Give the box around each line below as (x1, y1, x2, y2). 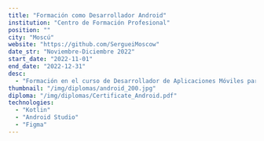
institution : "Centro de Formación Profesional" (8, 19, 170, 27)
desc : (8, 70, 26, 78)
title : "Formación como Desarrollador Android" (8, 11, 167, 20)
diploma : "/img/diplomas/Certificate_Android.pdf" (8, 92, 178, 99)
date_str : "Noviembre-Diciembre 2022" (8, 48, 135, 56)
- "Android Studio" (15, 114, 79, 121)
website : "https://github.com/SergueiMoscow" (8, 41, 159, 49)
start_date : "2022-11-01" (8, 56, 93, 63)
